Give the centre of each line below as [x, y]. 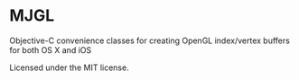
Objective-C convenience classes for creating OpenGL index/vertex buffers [150, 40]
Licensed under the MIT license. [69, 67]
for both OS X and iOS [51, 49]
